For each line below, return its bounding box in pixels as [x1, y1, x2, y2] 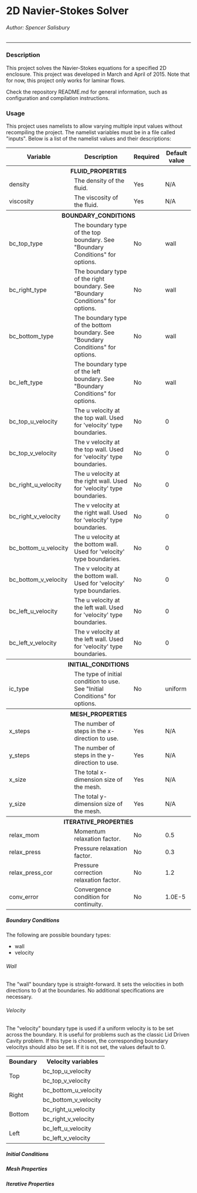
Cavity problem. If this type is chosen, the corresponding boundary [6, 1037, 168, 1045]
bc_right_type [9, 285, 47, 294]
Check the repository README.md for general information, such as [6, 88, 168, 95]
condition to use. [74, 677, 120, 685]
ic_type [9, 684, 29, 692]
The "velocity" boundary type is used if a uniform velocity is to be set [6, 1025, 174, 1032]
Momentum [74, 827, 106, 835]
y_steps [9, 751, 30, 759]
